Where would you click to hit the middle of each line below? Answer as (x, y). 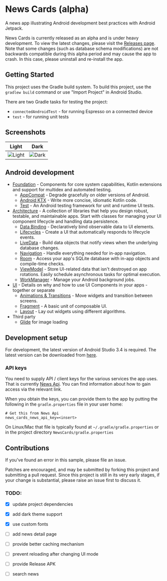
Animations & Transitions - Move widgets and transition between (86, 295)
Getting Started (30, 75)
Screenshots (25, 132)
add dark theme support (37, 514)
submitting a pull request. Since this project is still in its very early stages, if (83, 475)
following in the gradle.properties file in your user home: (64, 404)
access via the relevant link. (34, 389)
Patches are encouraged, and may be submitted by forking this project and (82, 470)
